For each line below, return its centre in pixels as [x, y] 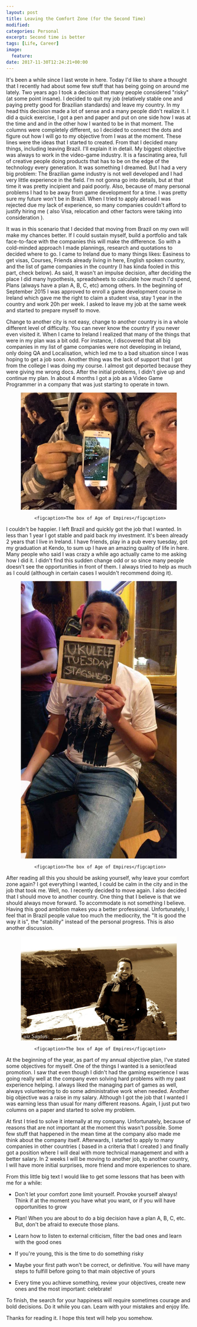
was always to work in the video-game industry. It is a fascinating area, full [96, 155]
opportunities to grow [41, 1206]
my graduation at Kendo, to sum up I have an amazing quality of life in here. [98, 547]
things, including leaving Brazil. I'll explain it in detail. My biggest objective [96, 148]
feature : [22, 56]
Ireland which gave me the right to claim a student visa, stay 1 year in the [94, 298]
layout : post [22, 12]
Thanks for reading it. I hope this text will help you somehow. [80, 1318]
